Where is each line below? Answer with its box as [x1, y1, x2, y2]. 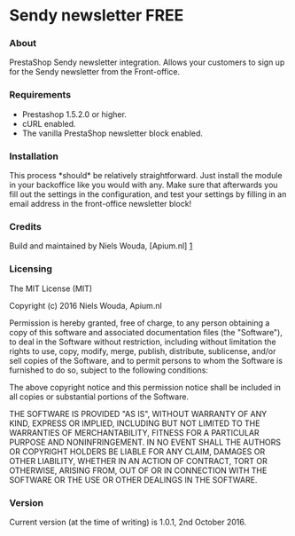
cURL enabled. [21, 118, 77, 129]
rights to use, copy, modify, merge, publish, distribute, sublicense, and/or [9, 345, 276, 356]
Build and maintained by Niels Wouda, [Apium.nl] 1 [9, 240, 193, 251]
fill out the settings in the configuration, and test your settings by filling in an [9, 189, 287, 200]
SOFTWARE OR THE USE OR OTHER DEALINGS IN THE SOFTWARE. [9, 474, 258, 485]
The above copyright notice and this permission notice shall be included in [9, 382, 281, 392]
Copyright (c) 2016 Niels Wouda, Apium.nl [9, 300, 162, 311]
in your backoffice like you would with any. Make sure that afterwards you [9, 179, 278, 191]
